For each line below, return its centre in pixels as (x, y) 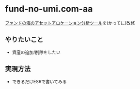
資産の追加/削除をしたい (36, 52)
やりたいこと (24, 40)
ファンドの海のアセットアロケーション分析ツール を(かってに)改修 (70, 23)
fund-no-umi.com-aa (49, 9)
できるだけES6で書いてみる (39, 81)
